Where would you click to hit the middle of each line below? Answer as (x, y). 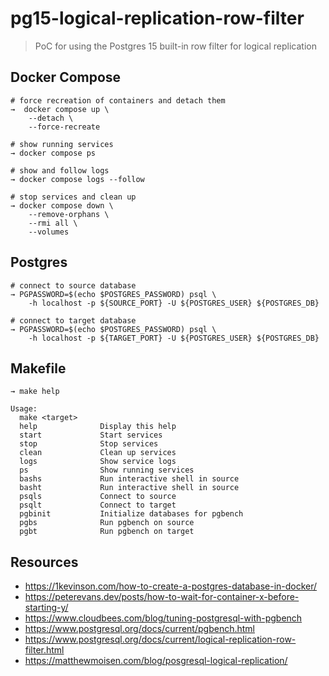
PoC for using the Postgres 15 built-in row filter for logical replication (175, 46)
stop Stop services (89, 444)
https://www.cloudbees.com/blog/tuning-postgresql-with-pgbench (163, 618)
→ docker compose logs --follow (77, 179)
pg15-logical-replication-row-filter (157, 18)
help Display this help (98, 427)
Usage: (24, 409)
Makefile (38, 368)
